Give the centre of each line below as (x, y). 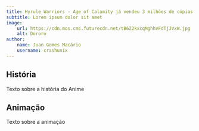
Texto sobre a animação (36, 122)
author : (16, 39)
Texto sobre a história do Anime (45, 89)
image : (14, 23)
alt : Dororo (32, 34)
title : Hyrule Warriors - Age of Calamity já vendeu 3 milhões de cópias (100, 12)
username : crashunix (42, 51)
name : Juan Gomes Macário (49, 45)
